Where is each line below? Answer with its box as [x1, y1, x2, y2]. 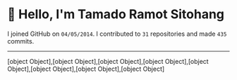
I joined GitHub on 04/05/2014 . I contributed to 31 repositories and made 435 [7, 29, 227, 38]
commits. [7, 36, 35, 45]
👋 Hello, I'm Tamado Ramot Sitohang [7, 6, 224, 22]
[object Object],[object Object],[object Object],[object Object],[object [7, 57, 209, 65]
